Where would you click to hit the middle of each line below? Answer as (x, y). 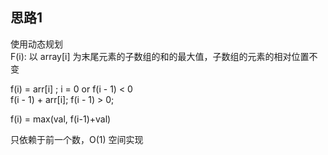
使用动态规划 (36, 44)
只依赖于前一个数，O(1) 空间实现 (77, 139)
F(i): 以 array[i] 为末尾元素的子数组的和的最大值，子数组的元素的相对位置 (160, 56)
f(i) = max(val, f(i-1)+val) (61, 119)
